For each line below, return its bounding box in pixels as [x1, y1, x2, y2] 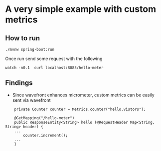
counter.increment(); [23, 133, 68, 138]
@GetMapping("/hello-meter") [14, 115, 75, 120]
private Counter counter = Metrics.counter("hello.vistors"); [14, 107, 146, 112]
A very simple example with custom [5, 3, 156, 15]
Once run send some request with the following [5, 56, 103, 62]
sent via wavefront [12, 97, 51, 103]
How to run [5, 34, 40, 42]
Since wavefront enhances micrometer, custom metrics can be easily [12, 92, 155, 98]
